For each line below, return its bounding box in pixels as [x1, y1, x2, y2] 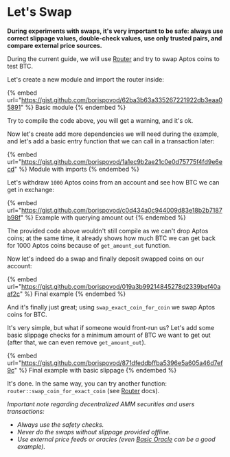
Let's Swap [7, 4, 72, 20]
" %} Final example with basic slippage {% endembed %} [14, 366, 177, 374]
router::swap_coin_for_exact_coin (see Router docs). [7, 386, 160, 395]
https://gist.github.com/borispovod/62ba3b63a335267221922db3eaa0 [21, 95, 223, 104]
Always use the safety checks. [16, 420, 104, 429]
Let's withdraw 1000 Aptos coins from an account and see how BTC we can [7, 178, 220, 186]
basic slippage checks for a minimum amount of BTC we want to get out [7, 331, 211, 339]
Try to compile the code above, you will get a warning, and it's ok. [7, 116, 194, 124]
